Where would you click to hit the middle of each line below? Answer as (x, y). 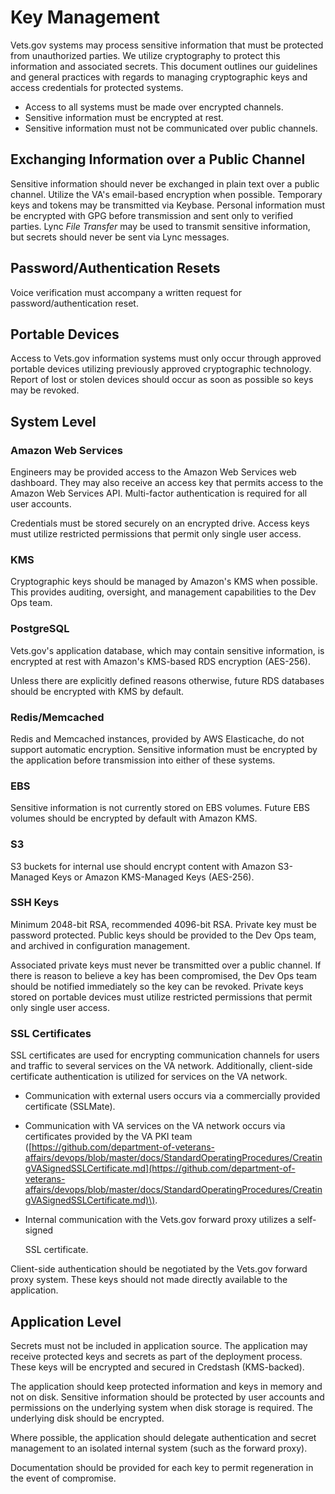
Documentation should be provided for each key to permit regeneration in (162, 1467)
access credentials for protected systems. (97, 87)
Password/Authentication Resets (115, 268)
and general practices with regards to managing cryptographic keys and (159, 77)
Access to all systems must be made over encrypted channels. (154, 107)
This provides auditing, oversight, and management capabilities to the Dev (163, 592)
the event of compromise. (63, 1478)
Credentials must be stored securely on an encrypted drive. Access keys (160, 523)
